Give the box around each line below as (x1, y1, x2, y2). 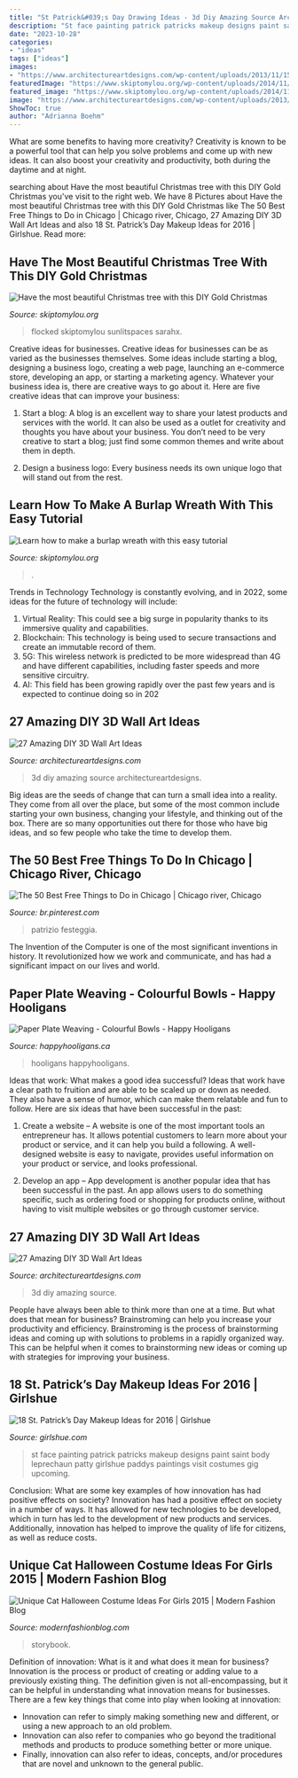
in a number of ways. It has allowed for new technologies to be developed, (9, 1504, 282, 1515)
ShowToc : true (9, 104, 62, 113)
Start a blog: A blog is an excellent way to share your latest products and (21, 407, 288, 418)
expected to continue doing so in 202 (21, 688, 160, 699)
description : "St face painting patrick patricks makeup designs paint (9, 21, 279, 30)
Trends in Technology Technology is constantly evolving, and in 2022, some (9, 586, 288, 597)
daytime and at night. (9, 165, 87, 176)
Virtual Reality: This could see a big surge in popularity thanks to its (21, 613, 269, 623)
